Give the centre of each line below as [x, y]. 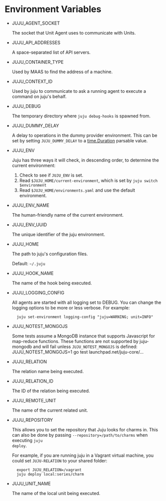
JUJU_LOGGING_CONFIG [38, 292]
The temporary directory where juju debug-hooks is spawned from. [81, 116]
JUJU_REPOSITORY [32, 420]
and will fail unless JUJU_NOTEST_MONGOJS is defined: [85, 347]
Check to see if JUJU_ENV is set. [51, 175]
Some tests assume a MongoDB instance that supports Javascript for [83, 336]
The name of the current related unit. [50, 410]
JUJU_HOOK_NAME [33, 273]
